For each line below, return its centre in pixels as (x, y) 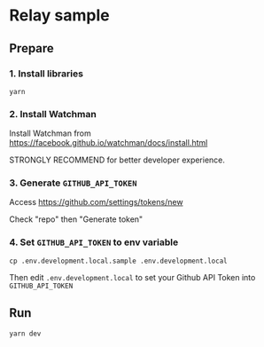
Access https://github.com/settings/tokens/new (96, 202)
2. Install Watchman (53, 114)
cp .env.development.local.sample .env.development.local (118, 261)
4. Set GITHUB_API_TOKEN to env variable (94, 242)
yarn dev (25, 334)
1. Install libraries (47, 74)
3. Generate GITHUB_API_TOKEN (73, 183)
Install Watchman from (50, 133)
